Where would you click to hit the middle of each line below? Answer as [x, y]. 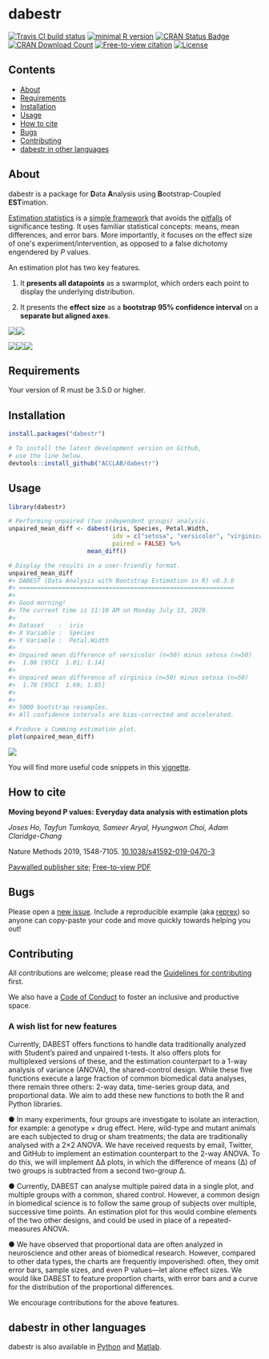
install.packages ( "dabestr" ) [57, 434]
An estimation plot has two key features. [75, 267]
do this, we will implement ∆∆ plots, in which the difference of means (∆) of [132, 1162]
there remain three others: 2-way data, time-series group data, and [119, 1086]
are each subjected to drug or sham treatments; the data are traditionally [128, 1136]
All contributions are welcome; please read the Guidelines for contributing [130, 973]
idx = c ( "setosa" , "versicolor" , [168, 536]
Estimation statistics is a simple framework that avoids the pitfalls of [120, 218]
